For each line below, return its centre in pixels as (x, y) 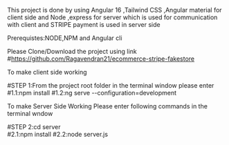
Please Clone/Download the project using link (72, 51)
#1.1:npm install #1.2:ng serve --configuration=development (92, 93)
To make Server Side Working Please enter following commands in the (107, 106)
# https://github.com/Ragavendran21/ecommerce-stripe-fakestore (101, 59)
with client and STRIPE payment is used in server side (84, 25)
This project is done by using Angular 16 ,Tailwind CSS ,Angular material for (115, 10)
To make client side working (47, 72)
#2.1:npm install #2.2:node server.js (58, 134)
